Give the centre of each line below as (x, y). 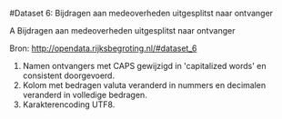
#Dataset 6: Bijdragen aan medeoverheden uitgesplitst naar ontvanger (141, 13)
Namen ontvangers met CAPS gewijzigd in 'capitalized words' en (144, 66)
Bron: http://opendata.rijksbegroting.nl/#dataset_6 (103, 48)
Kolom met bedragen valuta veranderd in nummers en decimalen (144, 85)
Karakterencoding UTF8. (69, 104)
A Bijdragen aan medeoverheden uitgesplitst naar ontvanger (122, 30)
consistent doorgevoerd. (69, 75)
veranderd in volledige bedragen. (85, 95)
